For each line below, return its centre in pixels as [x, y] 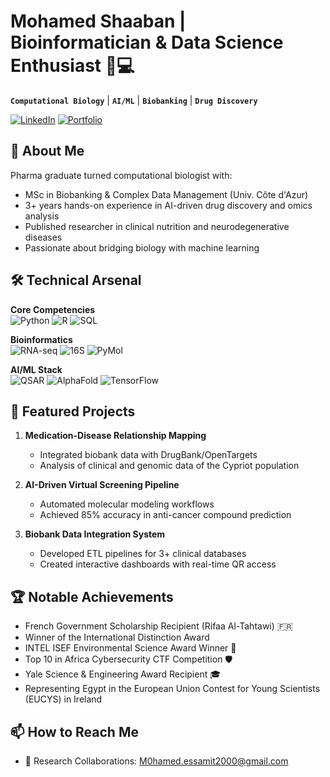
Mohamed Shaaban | [98, 21]
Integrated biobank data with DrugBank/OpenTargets [148, 455]
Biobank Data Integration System [95, 534]
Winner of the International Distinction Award [117, 637]
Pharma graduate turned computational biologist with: [121, 175]
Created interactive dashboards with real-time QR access [158, 564]
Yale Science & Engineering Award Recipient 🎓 [123, 674]
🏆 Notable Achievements [92, 596]
